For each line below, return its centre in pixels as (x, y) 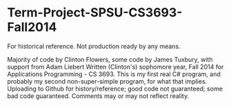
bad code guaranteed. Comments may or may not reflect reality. (98, 96)
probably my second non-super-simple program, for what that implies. (107, 81)
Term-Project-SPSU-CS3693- (95, 13)
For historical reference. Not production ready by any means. (94, 46)
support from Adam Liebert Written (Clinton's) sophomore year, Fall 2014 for (115, 67)
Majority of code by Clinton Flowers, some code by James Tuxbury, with (110, 59)
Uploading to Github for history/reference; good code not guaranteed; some (115, 88)
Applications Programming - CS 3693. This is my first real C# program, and (114, 74)
